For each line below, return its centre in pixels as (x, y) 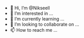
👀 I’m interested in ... (32, 13)
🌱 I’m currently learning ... (37, 19)
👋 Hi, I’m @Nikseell (30, 8)
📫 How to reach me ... (34, 30)
